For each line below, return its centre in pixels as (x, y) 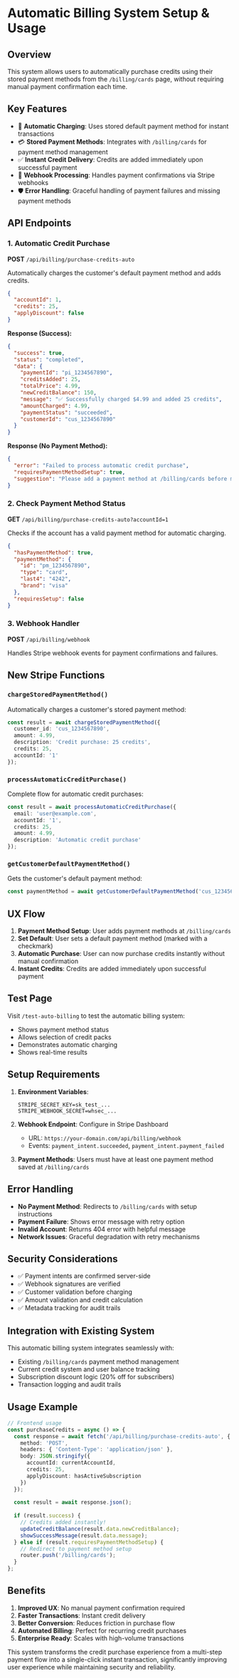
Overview (30, 54)
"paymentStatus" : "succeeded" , (67, 413)
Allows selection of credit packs (64, 1037)
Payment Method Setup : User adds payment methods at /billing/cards (124, 931)
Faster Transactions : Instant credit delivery (81, 1615)
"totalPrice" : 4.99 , (51, 386)
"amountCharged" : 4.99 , (55, 406)
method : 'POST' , (44, 1443)
